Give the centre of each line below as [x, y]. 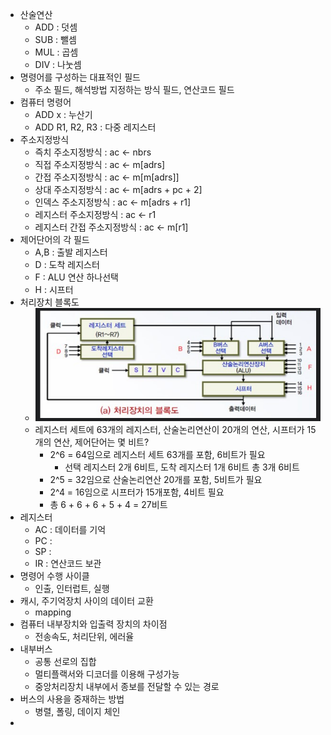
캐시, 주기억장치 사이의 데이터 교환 [86, 600]
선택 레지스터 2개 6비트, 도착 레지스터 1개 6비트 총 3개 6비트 [182, 467]
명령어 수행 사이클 [54, 575]
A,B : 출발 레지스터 [71, 252]
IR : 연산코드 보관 [68, 563]
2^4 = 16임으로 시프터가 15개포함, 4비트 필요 [137, 492]
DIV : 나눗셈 [58, 64]
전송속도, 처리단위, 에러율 [84, 636]
